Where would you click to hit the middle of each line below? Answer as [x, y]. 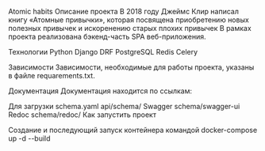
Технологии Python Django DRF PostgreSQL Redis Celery [103, 52]
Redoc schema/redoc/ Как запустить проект [83, 115]
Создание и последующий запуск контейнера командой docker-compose [133, 130]
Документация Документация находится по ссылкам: [100, 91]
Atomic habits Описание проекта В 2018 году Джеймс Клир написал [124, 11]
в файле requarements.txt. [52, 75]
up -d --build [29, 138]
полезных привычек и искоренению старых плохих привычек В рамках [130, 28]
